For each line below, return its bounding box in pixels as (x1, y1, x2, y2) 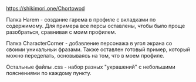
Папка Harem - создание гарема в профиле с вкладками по (6, 16, 156, 23)
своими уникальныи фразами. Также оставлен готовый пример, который (6, 46, 191, 53)
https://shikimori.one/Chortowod (6, 5, 85, 12)
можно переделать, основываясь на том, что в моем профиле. (6, 52, 164, 59)
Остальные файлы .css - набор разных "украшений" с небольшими (6, 63, 176, 70)
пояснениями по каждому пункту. (6, 70, 92, 76)
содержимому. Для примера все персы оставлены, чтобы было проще (6, 23, 185, 29)
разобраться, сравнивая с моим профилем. (6, 28, 116, 35)
